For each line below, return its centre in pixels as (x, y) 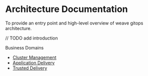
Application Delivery (34, 62)
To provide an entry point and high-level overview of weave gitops (74, 23)
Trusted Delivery (30, 68)
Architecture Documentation (67, 9)
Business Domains (24, 47)
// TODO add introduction (32, 38)
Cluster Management (34, 57)
